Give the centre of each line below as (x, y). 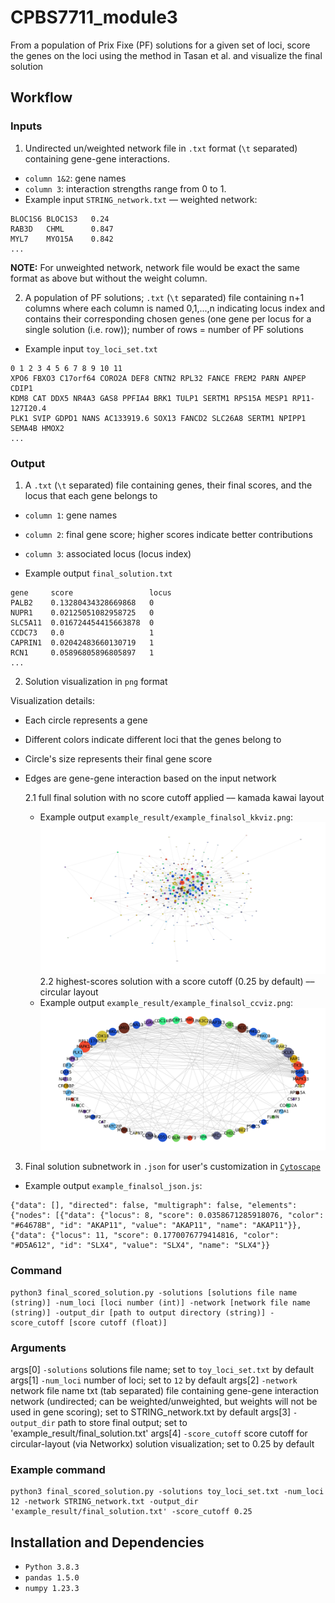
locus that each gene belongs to (91, 495)
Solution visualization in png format (96, 681)
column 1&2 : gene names (75, 178)
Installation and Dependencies (107, 1542)
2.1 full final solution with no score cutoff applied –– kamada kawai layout (174, 797)
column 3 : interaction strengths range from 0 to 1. (125, 188)
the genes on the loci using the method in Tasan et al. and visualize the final (166, 55)
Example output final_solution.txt (98, 573)
